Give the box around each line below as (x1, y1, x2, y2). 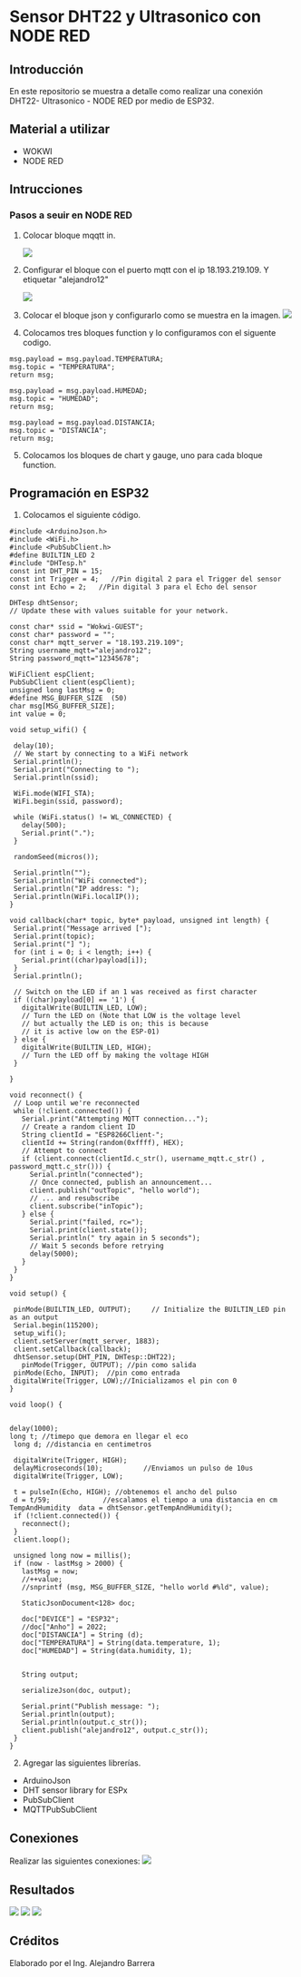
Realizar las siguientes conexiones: (9, 1855, 141, 1866)
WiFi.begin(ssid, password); (13, 797, 124, 807)
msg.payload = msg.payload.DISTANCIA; (9, 417, 156, 427)
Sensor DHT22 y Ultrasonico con (9, 6, 261, 27)
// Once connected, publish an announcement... (29, 1178, 213, 1188)
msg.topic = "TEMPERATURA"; (9, 362, 116, 371)
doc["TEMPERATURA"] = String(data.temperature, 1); (21, 1639, 221, 1648)
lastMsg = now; (21, 1567, 79, 1576)
